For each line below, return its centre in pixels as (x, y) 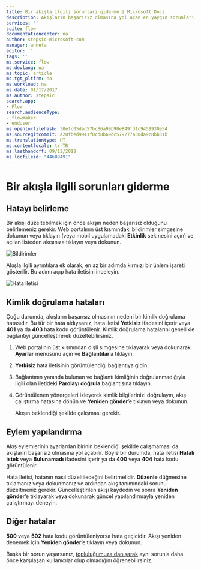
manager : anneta (26, 46)
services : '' (22, 23)
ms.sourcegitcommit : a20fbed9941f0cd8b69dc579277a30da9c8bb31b (87, 135)
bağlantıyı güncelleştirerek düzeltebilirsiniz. (60, 336)
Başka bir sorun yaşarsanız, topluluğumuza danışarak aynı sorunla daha (95, 554)
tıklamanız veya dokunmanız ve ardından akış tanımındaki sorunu (86, 483)
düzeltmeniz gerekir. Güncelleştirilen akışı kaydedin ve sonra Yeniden (92, 490)
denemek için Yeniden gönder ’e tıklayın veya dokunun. (74, 542)
